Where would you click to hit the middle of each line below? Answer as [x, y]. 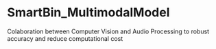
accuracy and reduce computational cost [65, 38]
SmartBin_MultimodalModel [88, 13]
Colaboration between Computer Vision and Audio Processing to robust [108, 31]
